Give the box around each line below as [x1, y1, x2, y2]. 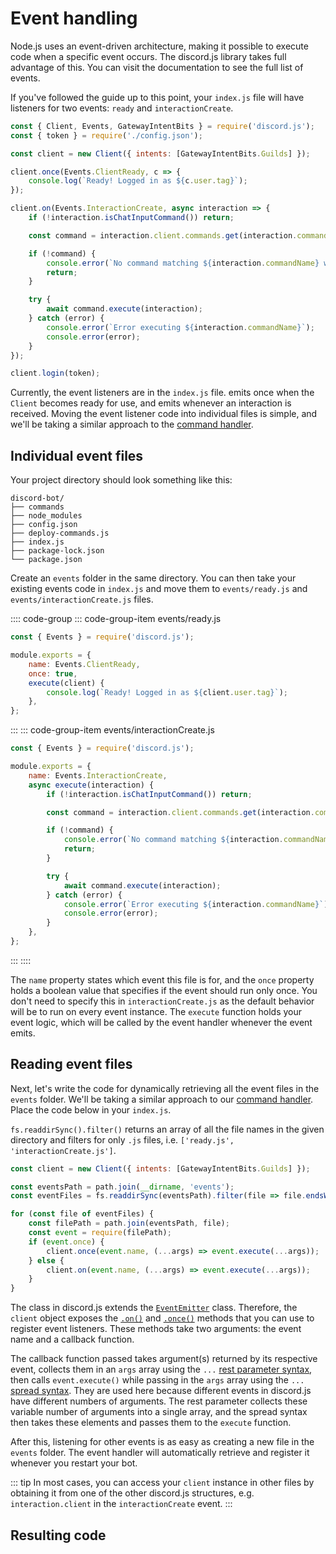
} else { [28, 1255, 65, 1266]
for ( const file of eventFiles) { [10, 1209, 155, 1219]
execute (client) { [28, 678, 105, 688]
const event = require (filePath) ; [28, 1228, 172, 1238]
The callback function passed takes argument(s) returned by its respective [10, 1353, 318, 1365]
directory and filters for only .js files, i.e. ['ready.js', [10, 1133, 235, 1146]
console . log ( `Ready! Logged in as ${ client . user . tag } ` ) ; [46, 687, 289, 697]
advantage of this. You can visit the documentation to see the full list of [10, 61, 304, 73]
